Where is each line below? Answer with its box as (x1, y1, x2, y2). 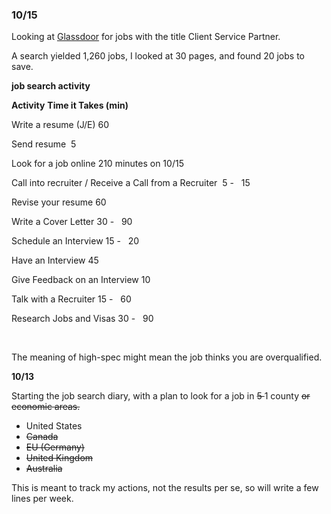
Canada (25, 431, 59, 443)
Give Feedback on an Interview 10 (11, 274, 151, 286)
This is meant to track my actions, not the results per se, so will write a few (11, 482, 319, 494)
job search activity (11, 80, 91, 92)
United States (25, 420, 83, 432)
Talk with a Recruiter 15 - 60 (11, 293, 132, 305)
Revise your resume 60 (11, 196, 107, 208)
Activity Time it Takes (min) (11, 99, 129, 112)
